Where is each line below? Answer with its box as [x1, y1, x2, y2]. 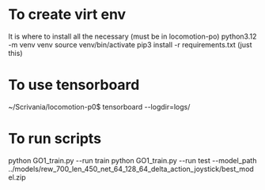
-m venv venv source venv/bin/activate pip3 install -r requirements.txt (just [8, 39, 252, 49]
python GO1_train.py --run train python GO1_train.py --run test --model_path [8, 155, 257, 165]
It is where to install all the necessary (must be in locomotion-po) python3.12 [8, 32, 257, 41]
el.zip [8, 172, 26, 182]
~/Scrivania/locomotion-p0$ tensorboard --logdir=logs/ [8, 102, 191, 111]
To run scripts [8, 130, 101, 147]
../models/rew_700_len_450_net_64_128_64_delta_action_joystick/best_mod [8, 164, 255, 173]
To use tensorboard [8, 76, 140, 94]
